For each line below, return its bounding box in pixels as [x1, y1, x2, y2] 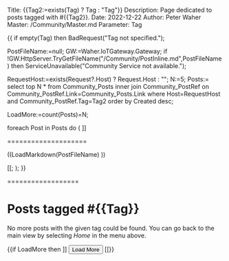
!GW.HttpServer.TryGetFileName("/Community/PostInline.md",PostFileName [7, 54, 222, 63]
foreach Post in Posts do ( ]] [7, 124, 87, 132]
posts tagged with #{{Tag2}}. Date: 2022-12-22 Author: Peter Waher [7, 13, 201, 21]
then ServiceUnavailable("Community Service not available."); [11, 62, 187, 70]
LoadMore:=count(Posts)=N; [7, 110, 89, 118]
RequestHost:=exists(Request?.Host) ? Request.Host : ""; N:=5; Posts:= [7, 75, 210, 83]
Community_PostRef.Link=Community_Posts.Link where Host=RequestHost [7, 90, 221, 98]
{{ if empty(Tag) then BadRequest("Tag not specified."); [7, 34, 165, 42]
